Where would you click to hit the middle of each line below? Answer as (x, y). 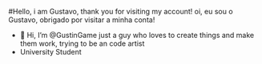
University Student (50, 52)
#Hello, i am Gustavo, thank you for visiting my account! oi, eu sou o (121, 11)
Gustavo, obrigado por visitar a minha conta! (82, 20)
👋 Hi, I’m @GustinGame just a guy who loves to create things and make (137, 35)
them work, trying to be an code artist (82, 43)
